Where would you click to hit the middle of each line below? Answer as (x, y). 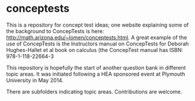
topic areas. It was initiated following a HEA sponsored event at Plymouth (96, 74)
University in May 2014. (35, 80)
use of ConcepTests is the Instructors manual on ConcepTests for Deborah (97, 44)
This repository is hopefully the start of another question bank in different (96, 67)
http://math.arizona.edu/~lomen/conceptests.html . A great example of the (97, 37)
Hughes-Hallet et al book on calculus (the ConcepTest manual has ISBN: (95, 50)
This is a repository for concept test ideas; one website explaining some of (97, 25)
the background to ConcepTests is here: (55, 31)
